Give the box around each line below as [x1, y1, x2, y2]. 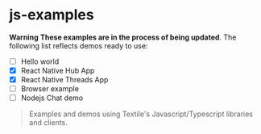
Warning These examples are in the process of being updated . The [9, 32, 237, 42]
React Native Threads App [20, 75, 109, 85]
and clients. [28, 118, 68, 128]
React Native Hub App [20, 66, 95, 75]
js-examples [9, 6, 95, 24]
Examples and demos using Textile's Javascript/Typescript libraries [28, 109, 253, 119]
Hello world [20, 57, 60, 66]
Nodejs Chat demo [20, 93, 84, 103]
